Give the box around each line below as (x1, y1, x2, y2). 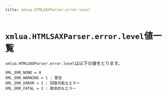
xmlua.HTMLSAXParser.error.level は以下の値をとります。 (5, 60, 122, 66)
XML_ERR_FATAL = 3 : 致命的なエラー (5, 86, 76, 91)
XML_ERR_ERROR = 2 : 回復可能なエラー (5, 81, 80, 86)
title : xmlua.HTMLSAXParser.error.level (5, 7, 91, 12)
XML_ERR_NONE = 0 (5, 70, 41, 75)
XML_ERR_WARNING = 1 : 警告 (5, 75, 62, 80)
